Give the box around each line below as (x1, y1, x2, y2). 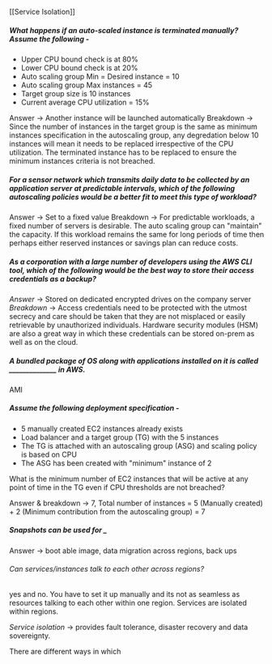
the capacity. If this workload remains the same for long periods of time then (9, 229, 265, 239)
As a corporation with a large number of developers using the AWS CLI (9, 257, 253, 266)
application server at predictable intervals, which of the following (9, 183, 236, 193)
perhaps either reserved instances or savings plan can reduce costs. (9, 238, 238, 248)
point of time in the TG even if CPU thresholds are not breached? (9, 482, 225, 492)
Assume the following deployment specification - (9, 403, 180, 413)
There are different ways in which (9, 647, 121, 657)
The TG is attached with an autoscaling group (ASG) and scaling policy (20, 441, 257, 450)
